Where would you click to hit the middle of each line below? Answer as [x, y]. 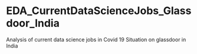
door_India [33, 23]
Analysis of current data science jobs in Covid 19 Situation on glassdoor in [96, 39]
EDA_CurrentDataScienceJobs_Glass [99, 11]
